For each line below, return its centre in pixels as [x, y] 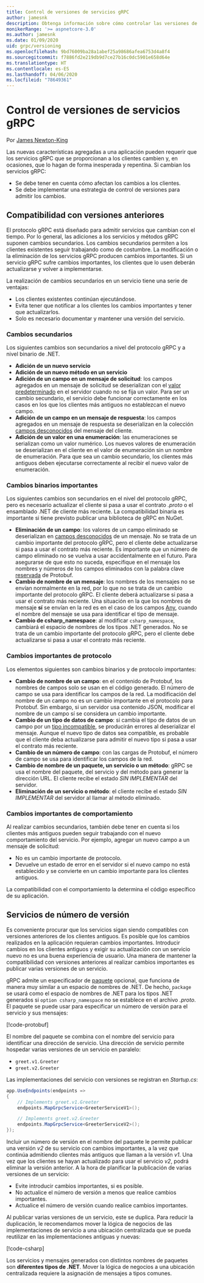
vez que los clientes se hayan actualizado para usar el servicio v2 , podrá [97, 1161]
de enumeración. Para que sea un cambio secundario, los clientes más [104, 457]
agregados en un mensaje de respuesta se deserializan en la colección [104, 424]
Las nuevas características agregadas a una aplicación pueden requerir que [102, 152]
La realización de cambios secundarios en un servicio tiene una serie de [97, 281]
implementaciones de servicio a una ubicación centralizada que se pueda [99, 1230]
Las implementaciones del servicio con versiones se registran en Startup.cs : [102, 1079]
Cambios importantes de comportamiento [69, 813]
